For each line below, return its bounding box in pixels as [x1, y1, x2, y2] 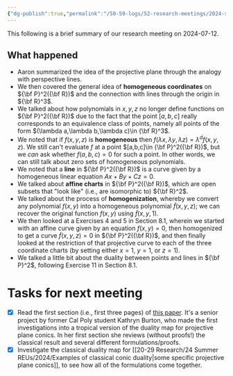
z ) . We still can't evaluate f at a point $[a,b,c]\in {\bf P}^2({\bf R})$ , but [17, 143, 221, 152]
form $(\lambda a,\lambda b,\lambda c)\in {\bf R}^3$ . [17, 126, 171, 136]
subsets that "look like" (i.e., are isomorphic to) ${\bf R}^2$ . [17, 187, 189, 195]
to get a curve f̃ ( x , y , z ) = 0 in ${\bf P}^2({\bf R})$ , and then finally [17, 231, 206, 240]
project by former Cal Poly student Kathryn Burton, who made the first [17, 316, 218, 325]
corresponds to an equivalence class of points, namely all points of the [17, 120, 220, 128]
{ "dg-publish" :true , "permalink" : [7, 10, 104, 17]
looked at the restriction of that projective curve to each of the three [17, 239, 212, 247]
